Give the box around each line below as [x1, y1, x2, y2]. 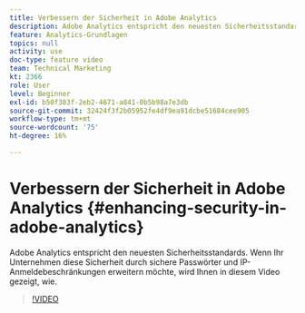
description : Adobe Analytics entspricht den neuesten [9, 22, 221, 31]
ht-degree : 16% [9, 132, 67, 141]
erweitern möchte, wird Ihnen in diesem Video [107, 266, 280, 277]
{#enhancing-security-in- [86, 198, 288, 219]
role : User [9, 81, 51, 90]
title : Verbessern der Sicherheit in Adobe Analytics [9, 13, 218, 23]
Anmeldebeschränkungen [9, 266, 106, 277]
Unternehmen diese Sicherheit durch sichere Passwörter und [9, 256, 239, 268]
